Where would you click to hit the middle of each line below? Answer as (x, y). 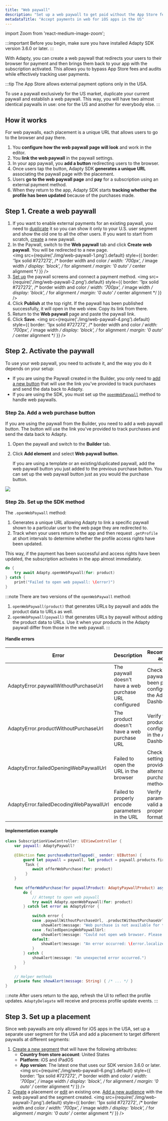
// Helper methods (33, 977)
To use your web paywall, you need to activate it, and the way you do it (78, 363)
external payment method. (39, 185)
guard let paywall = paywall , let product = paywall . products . (90, 860)
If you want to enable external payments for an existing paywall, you (83, 223)
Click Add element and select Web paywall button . (65, 454)
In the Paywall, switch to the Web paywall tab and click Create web (82, 245)
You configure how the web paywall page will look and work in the (82, 147)
